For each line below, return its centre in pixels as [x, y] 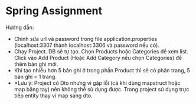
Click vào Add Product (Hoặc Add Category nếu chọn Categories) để [98, 58]
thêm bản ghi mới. [36, 64]
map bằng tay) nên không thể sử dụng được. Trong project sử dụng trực [102, 89]
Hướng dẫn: [20, 27]
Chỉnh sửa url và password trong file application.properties [86, 39]
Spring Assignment [54, 11]
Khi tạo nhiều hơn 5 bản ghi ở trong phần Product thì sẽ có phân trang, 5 [102, 70]
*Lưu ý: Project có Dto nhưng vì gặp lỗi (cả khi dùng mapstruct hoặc [97, 83]
